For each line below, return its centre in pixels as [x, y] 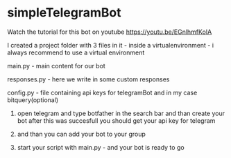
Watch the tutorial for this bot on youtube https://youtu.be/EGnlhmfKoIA [110, 32]
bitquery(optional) [33, 100]
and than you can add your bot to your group [81, 134]
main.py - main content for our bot [56, 66]
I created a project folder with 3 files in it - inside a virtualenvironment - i [110, 45]
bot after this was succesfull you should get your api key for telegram [116, 120]
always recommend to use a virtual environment [76, 52]
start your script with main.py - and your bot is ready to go [101, 147]
